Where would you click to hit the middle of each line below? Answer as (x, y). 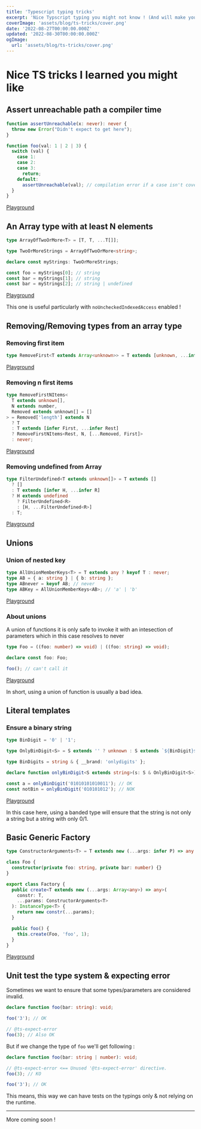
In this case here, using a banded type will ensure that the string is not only (99, 812)
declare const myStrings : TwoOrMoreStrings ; (63, 262)
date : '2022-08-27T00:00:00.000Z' (49, 29)
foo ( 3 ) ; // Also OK (31, 1035)
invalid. (15, 997)
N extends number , (35, 406)
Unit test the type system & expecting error (88, 975)
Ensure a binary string (39, 728)
